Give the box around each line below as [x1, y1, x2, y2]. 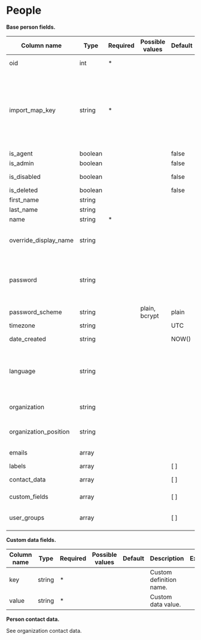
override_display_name [9, 236, 74, 244]
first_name [9, 196, 39, 204]
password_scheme [9, 307, 62, 316]
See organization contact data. [6, 627, 82, 634]
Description [150, 554, 184, 562]
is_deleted [9, 186, 38, 194]
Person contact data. [6, 615, 60, 623]
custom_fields [9, 492, 49, 501]
